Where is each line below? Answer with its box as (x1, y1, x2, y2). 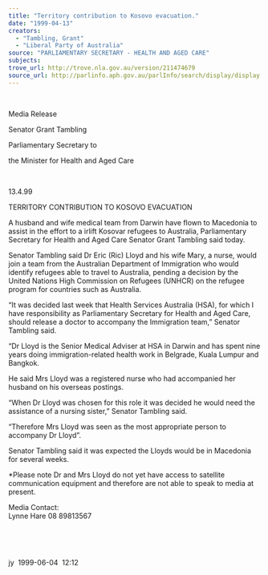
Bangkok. (8, 358, 40, 367)
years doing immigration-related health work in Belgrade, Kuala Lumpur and (8, 350, 259, 359)
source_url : (8, 71, 48, 79)
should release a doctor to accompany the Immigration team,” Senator (8, 317, 241, 326)
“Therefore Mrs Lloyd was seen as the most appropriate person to (8, 422, 227, 431)
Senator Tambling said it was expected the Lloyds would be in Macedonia (8, 446, 251, 456)
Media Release (8, 109, 58, 119)
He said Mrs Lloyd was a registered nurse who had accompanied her (8, 374, 236, 383)
